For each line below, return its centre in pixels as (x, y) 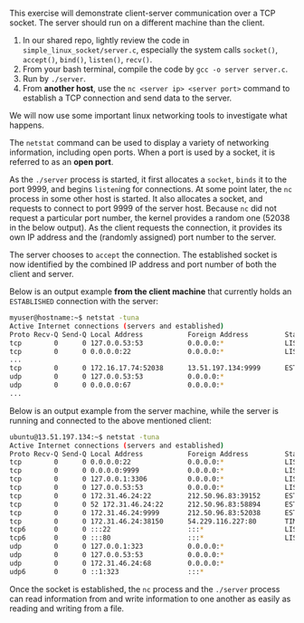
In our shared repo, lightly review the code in (106, 40)
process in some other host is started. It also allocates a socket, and (136, 199)
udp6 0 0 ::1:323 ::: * (107, 571)
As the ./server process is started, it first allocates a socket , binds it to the (148, 179)
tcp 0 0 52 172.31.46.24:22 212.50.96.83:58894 (135, 504)
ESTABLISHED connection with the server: (84, 301)
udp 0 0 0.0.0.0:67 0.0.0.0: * (117, 385)
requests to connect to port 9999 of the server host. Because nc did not (143, 208)
